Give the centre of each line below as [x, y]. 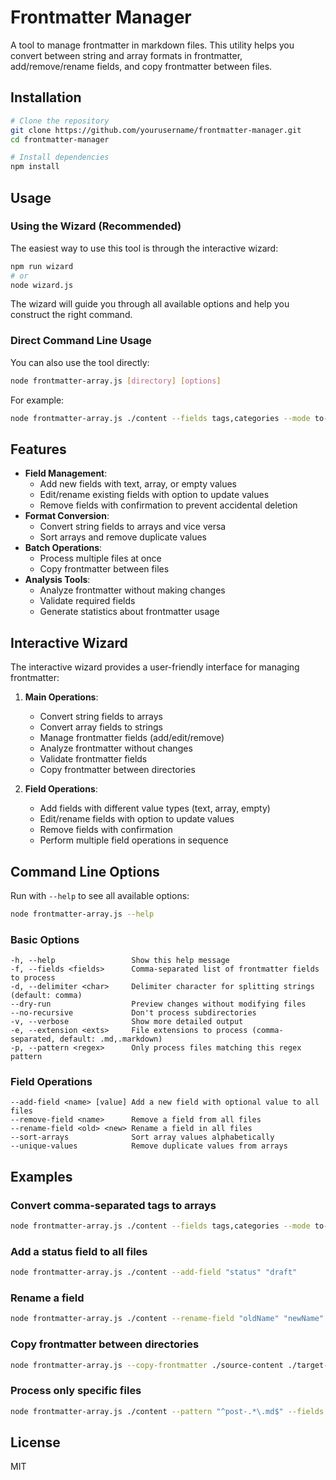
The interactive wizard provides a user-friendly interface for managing [155, 667]
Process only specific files [76, 1391]
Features [38, 449]
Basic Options [45, 939]
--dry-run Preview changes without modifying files [158, 1004]
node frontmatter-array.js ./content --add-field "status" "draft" [154, 1272]
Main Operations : [61, 697]
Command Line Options [85, 871]
